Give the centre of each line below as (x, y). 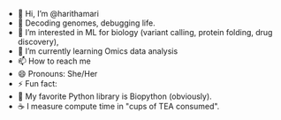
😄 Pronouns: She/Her (57, 74)
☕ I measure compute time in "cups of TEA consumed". (118, 106)
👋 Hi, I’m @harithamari (58, 14)
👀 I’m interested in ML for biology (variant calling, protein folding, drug (145, 32)
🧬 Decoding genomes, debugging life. (87, 23)
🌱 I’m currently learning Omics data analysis (98, 51)
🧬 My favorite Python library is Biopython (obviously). (114, 96)
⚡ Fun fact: (37, 83)
